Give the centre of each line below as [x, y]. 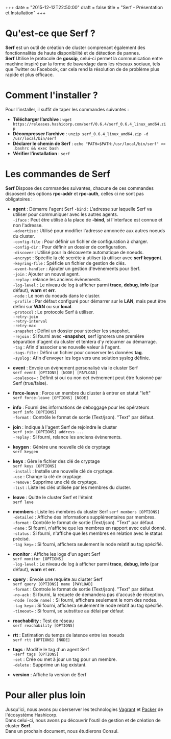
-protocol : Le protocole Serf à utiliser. [53, 312]
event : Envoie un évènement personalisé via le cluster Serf [75, 367]
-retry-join [25, 317]
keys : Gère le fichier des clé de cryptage [56, 461]
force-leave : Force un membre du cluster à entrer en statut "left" [82, 393]
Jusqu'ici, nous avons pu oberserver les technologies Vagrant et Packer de [84, 709]
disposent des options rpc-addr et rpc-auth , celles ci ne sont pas [75, 193]
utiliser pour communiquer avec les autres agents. [65, 214]
